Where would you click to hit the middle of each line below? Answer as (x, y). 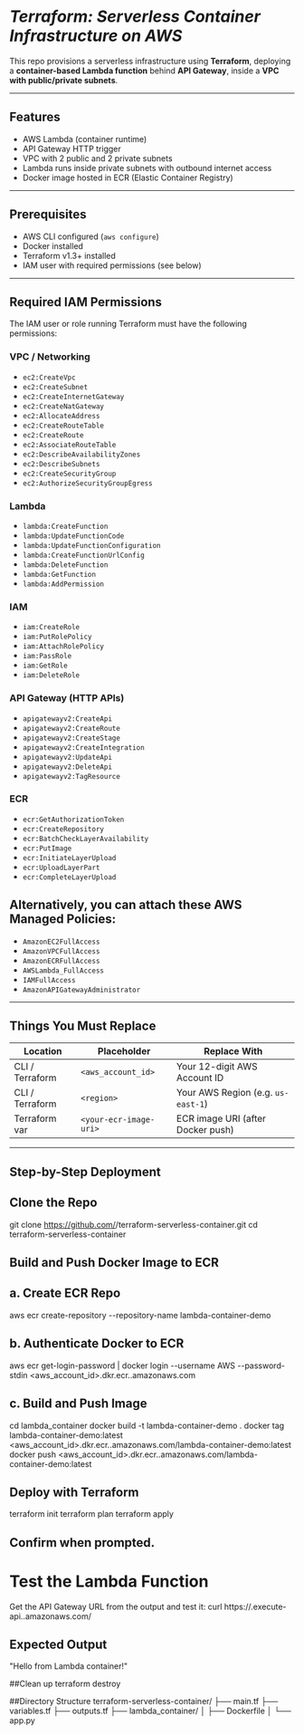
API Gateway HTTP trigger (72, 149)
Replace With (233, 1051)
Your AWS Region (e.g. (224, 1093)
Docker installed (53, 245)
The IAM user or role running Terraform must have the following (128, 324)
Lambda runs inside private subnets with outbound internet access (147, 168)
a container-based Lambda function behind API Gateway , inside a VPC (144, 71)
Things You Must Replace (83, 1026)
